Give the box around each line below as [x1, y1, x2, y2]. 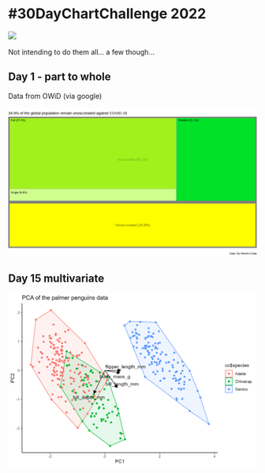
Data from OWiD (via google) [8, 91, 103, 100]
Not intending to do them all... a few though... [8, 47, 155, 56]
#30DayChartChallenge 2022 [8, 5, 207, 23]
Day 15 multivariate [8, 271, 105, 285]
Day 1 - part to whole [8, 70, 112, 84]
